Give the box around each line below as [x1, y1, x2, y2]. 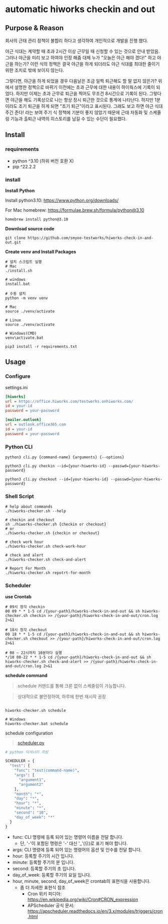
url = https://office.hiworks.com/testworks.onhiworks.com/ [5, 399, 134, 404]
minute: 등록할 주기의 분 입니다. [12, 859, 75, 865]
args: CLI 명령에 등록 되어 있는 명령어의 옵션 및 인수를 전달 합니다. [12, 846, 142, 852]
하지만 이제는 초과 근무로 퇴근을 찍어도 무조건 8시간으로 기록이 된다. [16, 91, 148, 96]
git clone [5, 235, 26, 240]
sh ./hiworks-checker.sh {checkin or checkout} [5, 522, 107, 527]
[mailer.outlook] [5, 417, 42, 422]
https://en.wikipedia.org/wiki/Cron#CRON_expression [27, 896, 138, 902]
